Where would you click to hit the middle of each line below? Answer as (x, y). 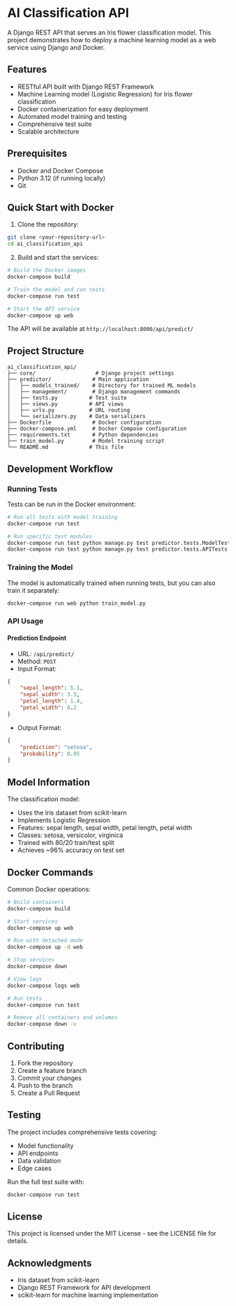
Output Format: (39, 727)
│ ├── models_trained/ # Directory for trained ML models (102, 386)
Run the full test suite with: (46, 1181)
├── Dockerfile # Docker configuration (84, 423)
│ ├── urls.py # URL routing (69, 410)
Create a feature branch (52, 1070)
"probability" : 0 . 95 (50, 754)
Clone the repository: (48, 225)
